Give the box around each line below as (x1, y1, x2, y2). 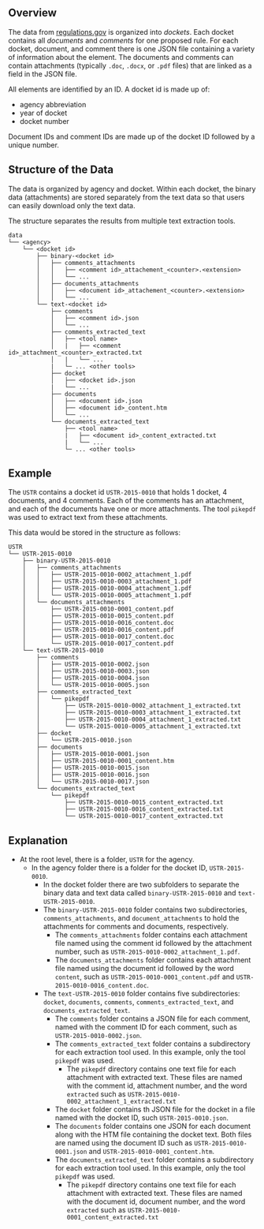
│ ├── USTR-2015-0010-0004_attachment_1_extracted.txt (36, 715, 242, 724)
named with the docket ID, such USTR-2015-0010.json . (54, 1113, 229, 1123)
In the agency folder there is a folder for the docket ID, (31, 863, 208, 872)
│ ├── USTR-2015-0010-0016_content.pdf (22, 626, 175, 634)
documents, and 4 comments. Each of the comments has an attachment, (8, 496, 244, 506)
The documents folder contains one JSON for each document (54, 1122, 251, 1131)
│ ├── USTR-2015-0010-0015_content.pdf (22, 612, 175, 620)
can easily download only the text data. (8, 200, 136, 210)
